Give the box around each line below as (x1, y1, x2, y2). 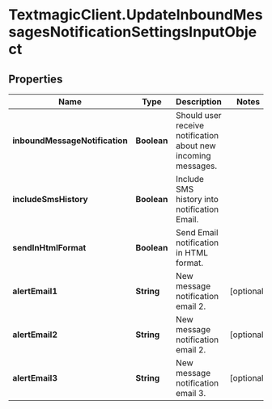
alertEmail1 (12, 285, 58, 297)
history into (175, 194, 219, 204)
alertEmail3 (12, 373, 58, 383)
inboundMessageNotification (12, 135, 128, 146)
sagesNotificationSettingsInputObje (8, 23, 257, 41)
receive (175, 120, 205, 131)
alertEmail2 (12, 329, 58, 340)
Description (175, 96, 223, 107)
